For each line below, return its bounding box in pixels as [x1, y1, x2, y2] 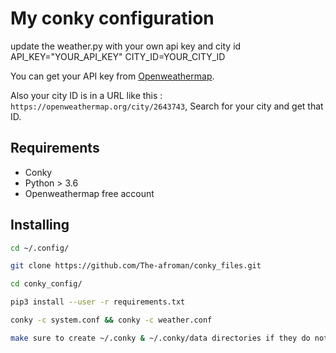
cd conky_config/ [10, 279, 83, 289]
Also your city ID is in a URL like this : [10, 89, 163, 101]
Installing [10, 217, 70, 234]
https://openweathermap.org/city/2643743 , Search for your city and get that [10, 100, 324, 112]
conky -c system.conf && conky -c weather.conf [10, 315, 213, 326]
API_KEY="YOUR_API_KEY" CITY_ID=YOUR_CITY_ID [10, 50, 226, 62]
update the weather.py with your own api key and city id [10, 40, 242, 52]
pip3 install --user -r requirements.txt [10, 297, 186, 307]
